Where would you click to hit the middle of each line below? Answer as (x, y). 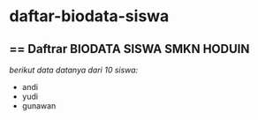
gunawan (39, 106)
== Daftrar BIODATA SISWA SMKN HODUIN (129, 49)
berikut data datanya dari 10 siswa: (74, 70)
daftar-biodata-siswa (89, 16)
